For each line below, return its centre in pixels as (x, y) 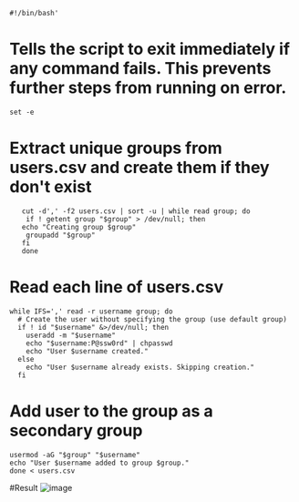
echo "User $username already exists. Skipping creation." (140, 367)
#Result (24, 487)
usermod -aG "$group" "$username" (75, 455)
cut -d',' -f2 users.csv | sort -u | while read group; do (136, 211)
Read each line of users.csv (117, 287)
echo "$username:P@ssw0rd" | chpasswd (99, 343)
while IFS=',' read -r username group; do (91, 311)
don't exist (51, 187)
